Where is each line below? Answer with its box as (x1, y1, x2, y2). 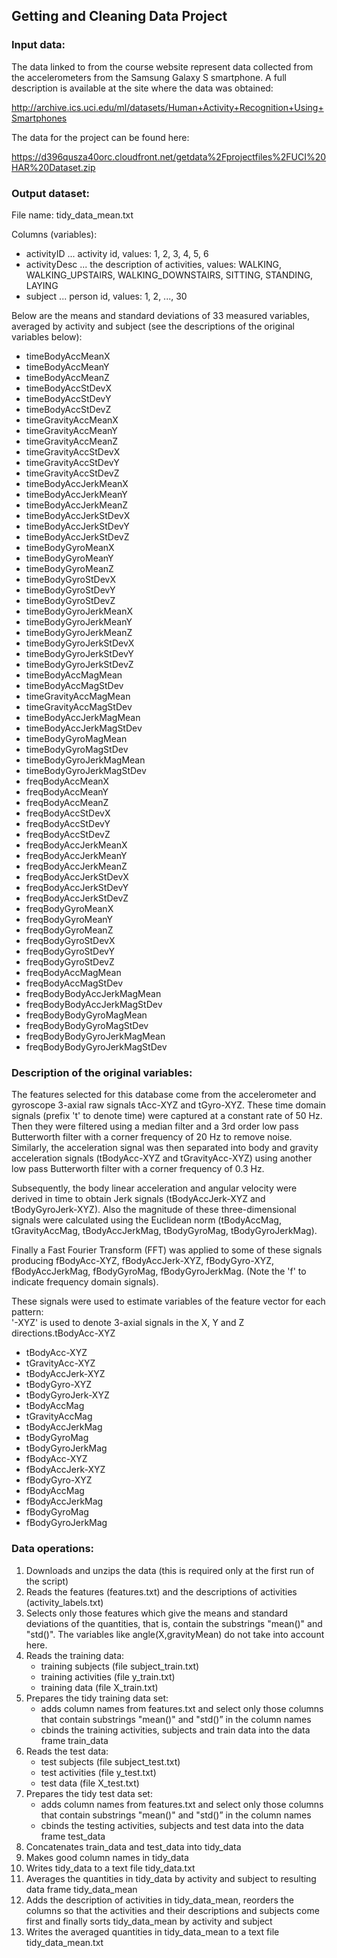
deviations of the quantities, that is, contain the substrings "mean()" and (25, 1617, 323, 1629)
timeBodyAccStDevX (25, 382, 112, 394)
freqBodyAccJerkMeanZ (25, 860, 128, 872)
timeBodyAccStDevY (25, 392, 112, 404)
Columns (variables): (11, 228, 98, 240)
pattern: (11, 1306, 44, 1318)
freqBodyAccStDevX (25, 807, 111, 819)
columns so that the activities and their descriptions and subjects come (25, 1904, 320, 1916)
